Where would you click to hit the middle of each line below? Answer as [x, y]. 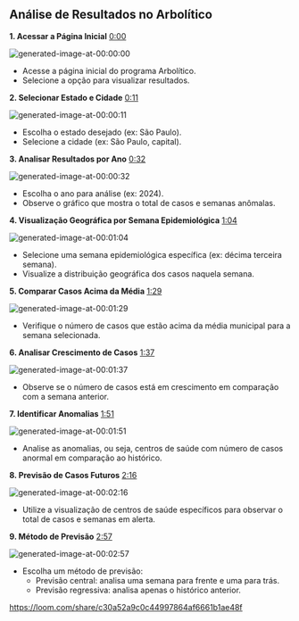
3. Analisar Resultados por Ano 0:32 [78, 159]
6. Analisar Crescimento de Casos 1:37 [82, 352]
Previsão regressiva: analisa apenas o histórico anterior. [138, 590]
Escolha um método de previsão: [83, 571]
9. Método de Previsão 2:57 [61, 536]
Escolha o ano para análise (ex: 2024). [93, 193]
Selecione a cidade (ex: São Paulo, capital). [102, 141]
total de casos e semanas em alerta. [89, 519]
